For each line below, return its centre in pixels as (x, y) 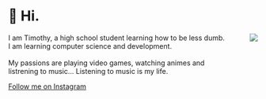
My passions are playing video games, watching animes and (106, 63)
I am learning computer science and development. (90, 46)
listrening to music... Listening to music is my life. (88, 71)
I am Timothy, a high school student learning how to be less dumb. (117, 38)
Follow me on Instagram (47, 86)
